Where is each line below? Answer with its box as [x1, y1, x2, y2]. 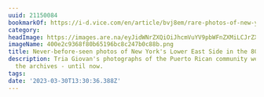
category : [8, 26, 41, 34]
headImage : [8, 33, 44, 41]
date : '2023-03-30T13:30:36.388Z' [8, 77, 122, 84]
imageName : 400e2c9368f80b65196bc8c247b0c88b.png [8, 41, 174, 48]
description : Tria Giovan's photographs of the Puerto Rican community [8, 56, 247, 63]
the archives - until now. [15, 63, 104, 70]
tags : [8, 70, 26, 77]
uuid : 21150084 [8, 11, 58, 20]
